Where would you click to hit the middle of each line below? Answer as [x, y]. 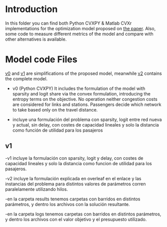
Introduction [31, 9]
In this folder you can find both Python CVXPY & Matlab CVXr [68, 23]
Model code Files [41, 60]
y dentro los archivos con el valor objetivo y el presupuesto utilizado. [76, 219]
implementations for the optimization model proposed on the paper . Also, [80, 28]
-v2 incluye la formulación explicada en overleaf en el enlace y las [73, 178]
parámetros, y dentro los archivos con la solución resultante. [67, 204]
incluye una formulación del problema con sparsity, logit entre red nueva [87, 120]
